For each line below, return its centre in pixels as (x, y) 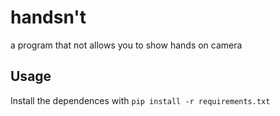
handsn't (48, 17)
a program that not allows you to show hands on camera (126, 45)
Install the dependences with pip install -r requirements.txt (140, 100)
